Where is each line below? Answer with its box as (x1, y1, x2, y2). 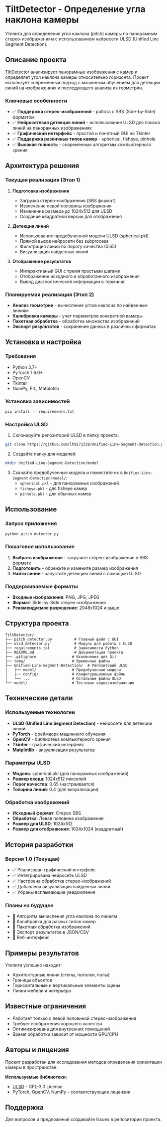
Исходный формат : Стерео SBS (12, 810, 81, 816)
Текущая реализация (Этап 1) (5, 176, 81, 183)
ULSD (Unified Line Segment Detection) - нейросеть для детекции (12, 720, 153, 726)
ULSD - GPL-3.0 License (12, 1083, 63, 1090)
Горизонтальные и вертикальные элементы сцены (12, 982, 120, 988)
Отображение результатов (12, 258, 71, 264)
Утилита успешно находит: (5, 962, 62, 968)
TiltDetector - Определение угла (5, 3, 146, 15)
